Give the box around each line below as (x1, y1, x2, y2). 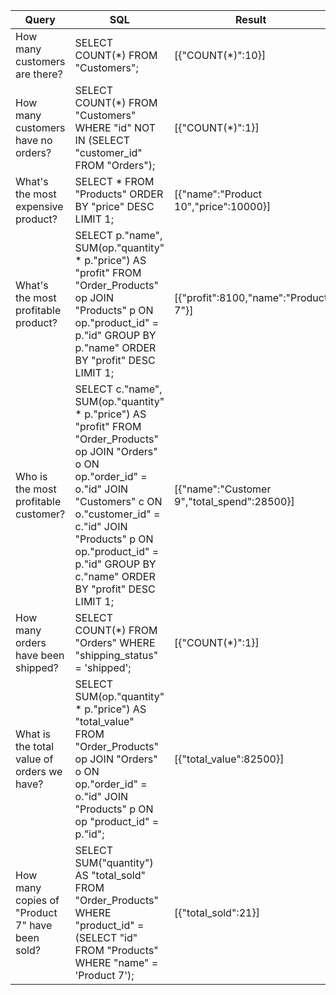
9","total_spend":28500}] (174, 495, 295, 508)
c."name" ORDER (74, 570, 156, 583)
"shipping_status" (74, 649, 159, 662)
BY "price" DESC (74, 200, 155, 213)
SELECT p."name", (74, 229, 163, 242)
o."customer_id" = (74, 507, 161, 521)
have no (15, 134, 53, 147)
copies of (15, 894, 60, 907)
